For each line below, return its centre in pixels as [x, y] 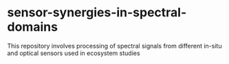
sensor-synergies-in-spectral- [97, 13]
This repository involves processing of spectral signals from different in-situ [115, 46]
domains [33, 27]
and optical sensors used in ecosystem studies [74, 53]
